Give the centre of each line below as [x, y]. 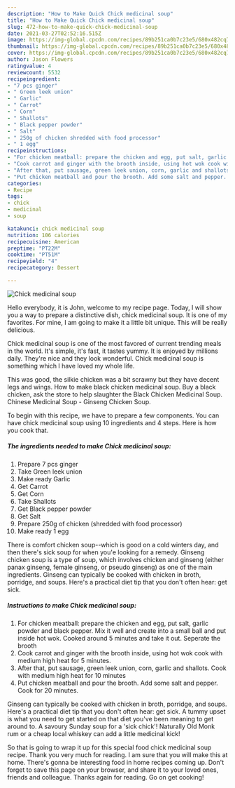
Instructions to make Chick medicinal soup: [72, 606]
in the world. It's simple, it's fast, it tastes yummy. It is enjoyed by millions [113, 351]
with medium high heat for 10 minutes [71, 675]
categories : [24, 183]
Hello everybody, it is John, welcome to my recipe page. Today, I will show [115, 307]
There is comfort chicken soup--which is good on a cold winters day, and [113, 545]
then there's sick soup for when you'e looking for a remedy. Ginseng [106, 552]
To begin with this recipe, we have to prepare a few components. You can [113, 415]
